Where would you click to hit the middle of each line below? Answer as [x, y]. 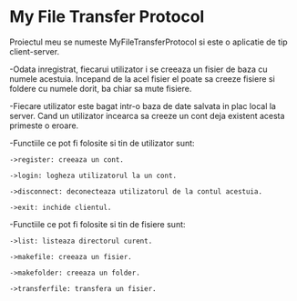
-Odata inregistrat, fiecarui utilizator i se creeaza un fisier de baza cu [138, 69]
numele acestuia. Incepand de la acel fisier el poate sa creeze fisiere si [142, 78]
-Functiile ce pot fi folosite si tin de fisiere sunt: [97, 224]
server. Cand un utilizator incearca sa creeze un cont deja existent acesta [147, 115]
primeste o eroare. [44, 125]
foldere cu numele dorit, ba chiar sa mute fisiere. [101, 88]
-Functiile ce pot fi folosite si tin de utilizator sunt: [102, 143]
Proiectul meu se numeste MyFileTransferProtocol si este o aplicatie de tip [148, 42]
